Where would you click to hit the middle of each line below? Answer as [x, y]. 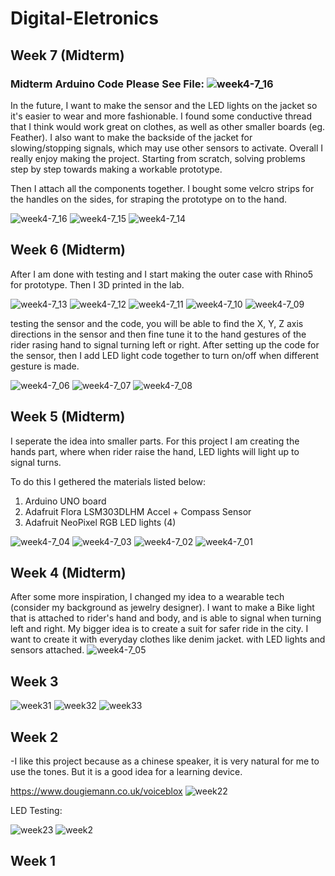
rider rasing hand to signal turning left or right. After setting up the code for [165, 344]
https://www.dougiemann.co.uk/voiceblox [96, 791]
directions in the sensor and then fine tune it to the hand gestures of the [158, 334]
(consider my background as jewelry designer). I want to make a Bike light [162, 608]
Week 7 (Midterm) [67, 55]
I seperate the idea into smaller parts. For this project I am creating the [155, 441]
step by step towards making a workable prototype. [116, 169]
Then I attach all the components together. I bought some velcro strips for [162, 188]
